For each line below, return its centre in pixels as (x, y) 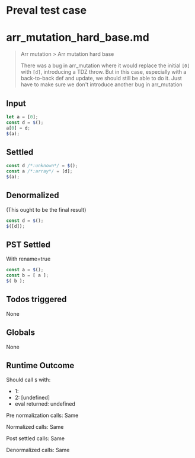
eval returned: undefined (45, 404)
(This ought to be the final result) (46, 209)
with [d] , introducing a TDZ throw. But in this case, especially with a (103, 72)
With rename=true (28, 259)
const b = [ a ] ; (28, 275)
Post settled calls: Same (36, 438)
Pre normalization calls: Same (42, 415)
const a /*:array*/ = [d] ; (39, 171)
